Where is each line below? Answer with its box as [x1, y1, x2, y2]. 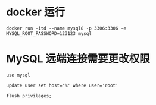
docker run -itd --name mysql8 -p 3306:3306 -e [6, 25, 127, 31]
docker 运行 [6, 5, 65, 19]
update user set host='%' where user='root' [6, 82, 118, 88]
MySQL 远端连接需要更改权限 [6, 52, 150, 66]
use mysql [6, 72, 31, 78]
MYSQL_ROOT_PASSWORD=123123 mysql [6, 30, 92, 36]
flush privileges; [6, 93, 52, 98]
